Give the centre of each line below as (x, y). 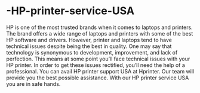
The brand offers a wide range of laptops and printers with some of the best (100, 33)
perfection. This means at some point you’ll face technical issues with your (98, 59)
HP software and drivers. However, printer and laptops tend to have (89, 40)
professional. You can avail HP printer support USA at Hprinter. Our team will (100, 71)
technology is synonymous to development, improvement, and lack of (92, 52)
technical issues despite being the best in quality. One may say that (89, 46)
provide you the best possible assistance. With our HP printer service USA (98, 78)
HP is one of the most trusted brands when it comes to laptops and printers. (99, 27)
